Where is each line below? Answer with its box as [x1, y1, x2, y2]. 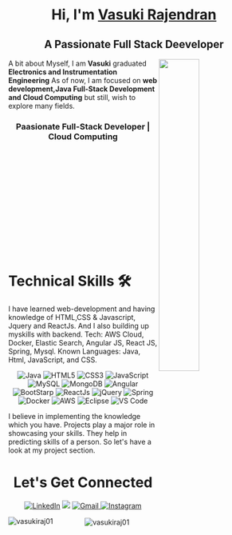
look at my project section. [8, 445, 96, 455]
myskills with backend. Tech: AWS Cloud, [8, 329, 144, 339]
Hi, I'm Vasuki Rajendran [51, 6, 217, 24]
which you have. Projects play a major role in [8, 420, 155, 429]
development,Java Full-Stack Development [8, 84, 155, 94]
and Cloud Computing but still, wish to [8, 93, 136, 102]
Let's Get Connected [13, 473, 153, 492]
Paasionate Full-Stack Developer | [15, 121, 151, 132]
